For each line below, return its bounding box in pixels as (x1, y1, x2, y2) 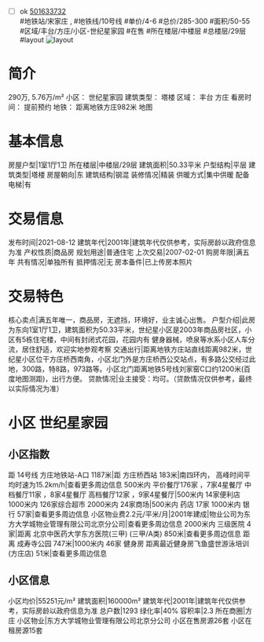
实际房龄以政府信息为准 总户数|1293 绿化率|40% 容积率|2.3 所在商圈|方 (21, 606, 253, 615)
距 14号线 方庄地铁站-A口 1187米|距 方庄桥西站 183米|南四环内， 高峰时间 (8, 470, 244, 480)
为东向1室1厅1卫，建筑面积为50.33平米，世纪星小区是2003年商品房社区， (8, 325, 245, 334)
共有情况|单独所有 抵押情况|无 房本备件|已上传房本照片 (16, 257, 193, 266)
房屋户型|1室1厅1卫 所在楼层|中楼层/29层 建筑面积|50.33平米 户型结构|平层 (8, 160, 247, 170)
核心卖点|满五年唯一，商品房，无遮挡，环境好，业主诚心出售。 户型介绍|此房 (8, 315, 256, 324)
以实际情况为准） (8, 384, 64, 393)
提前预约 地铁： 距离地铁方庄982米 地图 (23, 102, 153, 111)
